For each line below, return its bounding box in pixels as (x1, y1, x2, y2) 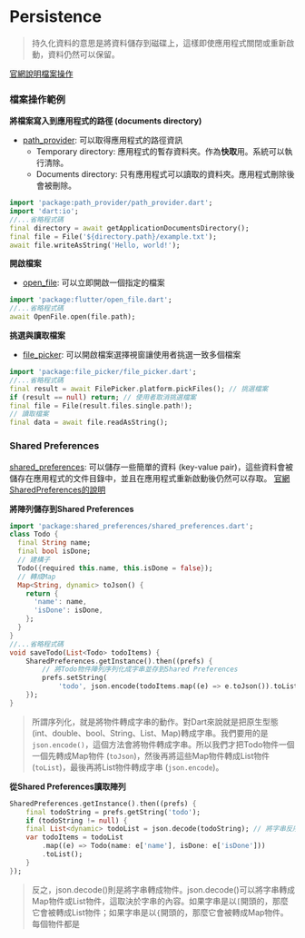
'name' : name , (33, 597, 88, 607)
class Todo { (9, 529, 59, 539)
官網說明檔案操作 (9, 68, 74, 79)
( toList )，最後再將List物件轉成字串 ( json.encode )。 (31, 761, 224, 773)
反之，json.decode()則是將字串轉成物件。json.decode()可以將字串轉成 (31, 884, 295, 895)
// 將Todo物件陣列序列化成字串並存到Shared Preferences (42, 665, 239, 674)
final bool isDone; (17, 547, 92, 556)
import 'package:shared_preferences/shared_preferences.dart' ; (9, 521, 254, 530)
